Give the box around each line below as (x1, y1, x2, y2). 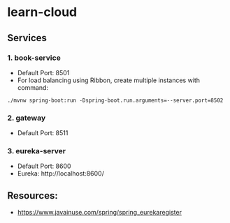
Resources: (7, 190, 58, 201)
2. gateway (7, 113, 46, 123)
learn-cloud (7, 4, 78, 20)
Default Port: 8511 (17, 129, 69, 137)
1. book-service (7, 53, 61, 63)
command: (17, 83, 49, 91)
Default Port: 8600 (17, 162, 71, 171)
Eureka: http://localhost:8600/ (17, 169, 105, 178)
